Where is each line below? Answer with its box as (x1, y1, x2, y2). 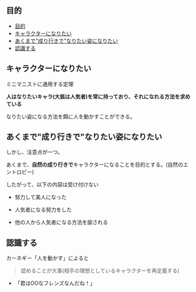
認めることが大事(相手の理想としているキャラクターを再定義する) (20, 267, 180, 274)
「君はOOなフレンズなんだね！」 (14, 280, 96, 287)
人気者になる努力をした (14, 206, 72, 213)
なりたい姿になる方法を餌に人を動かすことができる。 (6, 113, 136, 120)
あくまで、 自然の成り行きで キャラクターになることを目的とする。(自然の (6, 161, 184, 168)
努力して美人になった (14, 194, 67, 201)
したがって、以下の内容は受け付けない (6, 181, 99, 188)
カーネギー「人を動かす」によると (6, 255, 89, 262)
